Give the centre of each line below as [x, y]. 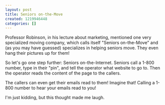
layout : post [19, 10]
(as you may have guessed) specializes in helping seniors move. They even [82, 48]
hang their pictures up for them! [38, 53]
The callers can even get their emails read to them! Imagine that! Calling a [80, 83]
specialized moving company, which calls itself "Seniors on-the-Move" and [82, 43]
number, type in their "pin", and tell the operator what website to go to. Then [83, 68]
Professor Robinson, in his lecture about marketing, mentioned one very [78, 37]
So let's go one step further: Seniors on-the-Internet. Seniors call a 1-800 [80, 63]
